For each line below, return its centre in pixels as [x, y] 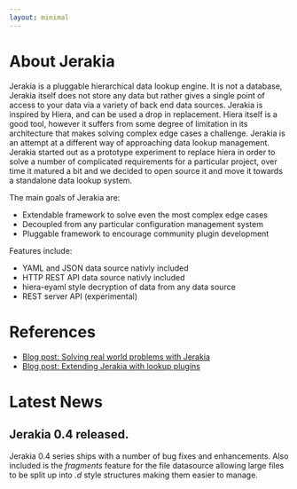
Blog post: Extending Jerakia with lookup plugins [111, 366]
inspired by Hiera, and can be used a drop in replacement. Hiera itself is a [143, 114]
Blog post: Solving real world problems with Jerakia [116, 357]
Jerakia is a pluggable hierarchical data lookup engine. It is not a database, [146, 86]
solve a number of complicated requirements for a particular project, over [143, 162]
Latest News [56, 402]
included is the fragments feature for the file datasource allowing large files [147, 465]
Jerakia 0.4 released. [69, 434]
